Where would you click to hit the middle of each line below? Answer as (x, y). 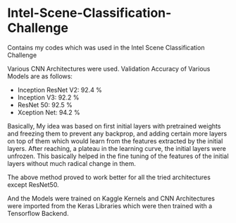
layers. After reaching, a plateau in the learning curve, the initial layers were (117, 148)
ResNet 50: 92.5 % (45, 104)
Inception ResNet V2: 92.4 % (60, 90)
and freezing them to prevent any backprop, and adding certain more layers (117, 133)
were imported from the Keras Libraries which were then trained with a (110, 205)
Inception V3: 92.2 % (48, 97)
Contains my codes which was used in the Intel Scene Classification (106, 47)
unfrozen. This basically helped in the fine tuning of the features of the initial (118, 156)
